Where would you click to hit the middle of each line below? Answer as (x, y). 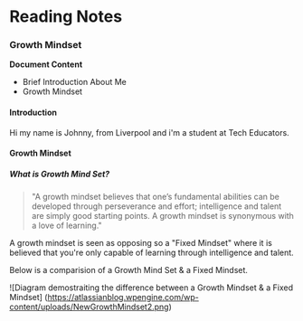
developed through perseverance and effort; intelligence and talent (156, 206)
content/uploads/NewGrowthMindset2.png (89, 307)
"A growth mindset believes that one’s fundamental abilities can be (156, 197)
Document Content (46, 64)
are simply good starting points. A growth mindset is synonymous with (162, 216)
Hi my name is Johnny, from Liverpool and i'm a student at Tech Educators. (149, 132)
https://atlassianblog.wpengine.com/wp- (123, 297)
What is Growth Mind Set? (60, 174)
